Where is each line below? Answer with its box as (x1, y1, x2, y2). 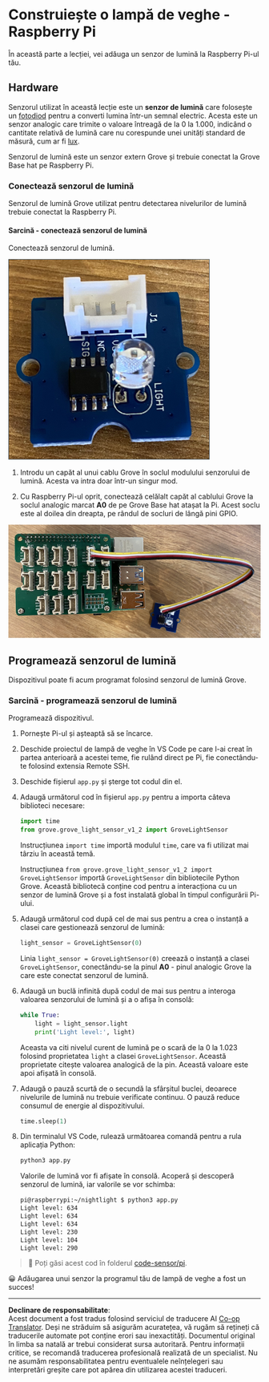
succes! (8, 1283, 34, 1292)
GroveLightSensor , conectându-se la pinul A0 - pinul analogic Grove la (19, 962, 252, 972)
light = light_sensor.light (34, 1020, 128, 1028)
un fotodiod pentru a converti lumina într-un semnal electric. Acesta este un (8, 111, 258, 120)
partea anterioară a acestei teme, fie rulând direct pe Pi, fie (19, 753, 215, 762)
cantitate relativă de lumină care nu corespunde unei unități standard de (8, 127, 246, 137)
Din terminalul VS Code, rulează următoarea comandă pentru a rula (19, 1132, 242, 1142)
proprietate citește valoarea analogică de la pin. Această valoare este (19, 1060, 249, 1069)
